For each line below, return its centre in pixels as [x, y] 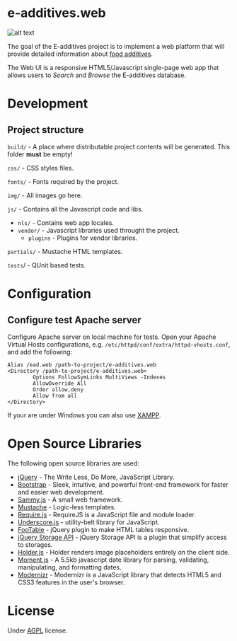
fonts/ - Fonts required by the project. [63, 181]
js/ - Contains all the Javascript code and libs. [75, 209]
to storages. [35, 544]
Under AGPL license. [37, 630]
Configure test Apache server [74, 320]
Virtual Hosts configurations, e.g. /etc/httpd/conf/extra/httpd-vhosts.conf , [119, 344]
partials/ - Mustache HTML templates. [65, 251]
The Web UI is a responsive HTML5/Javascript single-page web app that [113, 67]
